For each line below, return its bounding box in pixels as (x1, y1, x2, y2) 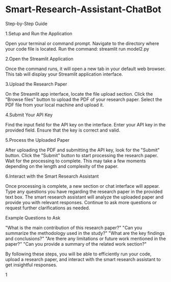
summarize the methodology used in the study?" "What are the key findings (5, 230, 165, 236)
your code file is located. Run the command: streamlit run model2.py (5, 46, 150, 52)
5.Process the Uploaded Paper (5, 137, 70, 143)
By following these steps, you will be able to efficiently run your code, (5, 251, 152, 257)
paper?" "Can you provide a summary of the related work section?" (5, 241, 147, 247)
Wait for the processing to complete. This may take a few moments (5, 158, 146, 164)
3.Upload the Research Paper (5, 81, 67, 87)
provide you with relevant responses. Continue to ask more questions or (5, 199, 157, 205)
